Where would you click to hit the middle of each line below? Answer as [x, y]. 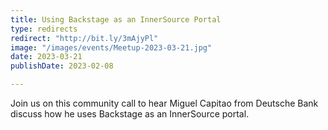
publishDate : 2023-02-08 [62, 66]
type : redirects [44, 29]
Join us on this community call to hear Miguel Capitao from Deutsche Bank [164, 103]
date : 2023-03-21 [46, 57]
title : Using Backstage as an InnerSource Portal [116, 19]
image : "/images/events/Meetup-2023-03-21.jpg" [111, 47]
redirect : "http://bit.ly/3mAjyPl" [84, 38]
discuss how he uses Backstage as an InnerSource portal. [130, 114]
